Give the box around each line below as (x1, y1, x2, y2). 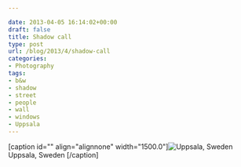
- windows (8, 113, 41, 122)
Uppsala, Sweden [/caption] (8, 150, 99, 159)
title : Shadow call (8, 33, 72, 41)
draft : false (8, 25, 51, 34)
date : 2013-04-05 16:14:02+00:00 (8, 18, 118, 26)
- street (8, 91, 37, 99)
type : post (8, 40, 44, 48)
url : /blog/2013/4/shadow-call (8, 48, 111, 56)
